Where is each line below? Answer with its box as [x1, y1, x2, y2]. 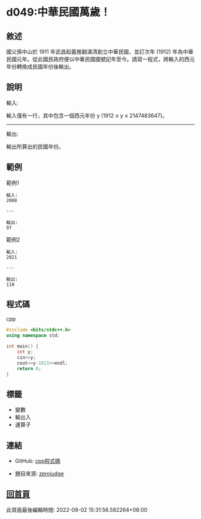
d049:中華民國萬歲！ [6, 5, 111, 19]
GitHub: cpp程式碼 [14, 457, 61, 465]
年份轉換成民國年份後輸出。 [6, 63, 75, 70]
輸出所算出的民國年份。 [6, 143, 64, 150]
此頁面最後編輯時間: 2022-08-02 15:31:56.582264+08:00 [6, 506, 148, 513]
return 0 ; [17, 365, 42, 371]
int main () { [6, 343, 39, 350]
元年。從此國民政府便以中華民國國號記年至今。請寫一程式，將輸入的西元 [16, 56, 195, 63]
